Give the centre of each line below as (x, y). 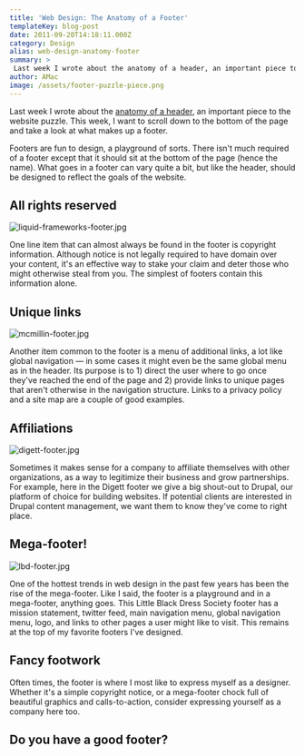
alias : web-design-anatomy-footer (75, 52)
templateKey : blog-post (54, 26)
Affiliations (41, 428)
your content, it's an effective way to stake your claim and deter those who (149, 264)
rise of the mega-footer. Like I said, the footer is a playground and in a (140, 593)
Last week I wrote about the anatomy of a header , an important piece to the (150, 111)
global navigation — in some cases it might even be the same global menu (148, 361)
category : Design (42, 43)
